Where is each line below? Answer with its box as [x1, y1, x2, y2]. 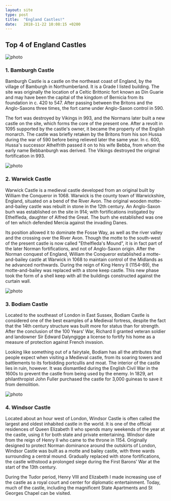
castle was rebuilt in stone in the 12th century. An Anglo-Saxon [28, 203, 161, 209]
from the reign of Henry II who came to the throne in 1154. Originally [5, 437, 148, 443]
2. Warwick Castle [5, 175, 51, 183]
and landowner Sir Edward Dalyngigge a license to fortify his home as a [5, 334, 155, 340]
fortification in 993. [5, 153, 46, 159]
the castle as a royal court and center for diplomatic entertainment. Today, [5, 479, 161, 486]
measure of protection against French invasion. [5, 339, 104, 345]
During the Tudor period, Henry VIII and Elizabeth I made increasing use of [5, 474, 162, 480]
